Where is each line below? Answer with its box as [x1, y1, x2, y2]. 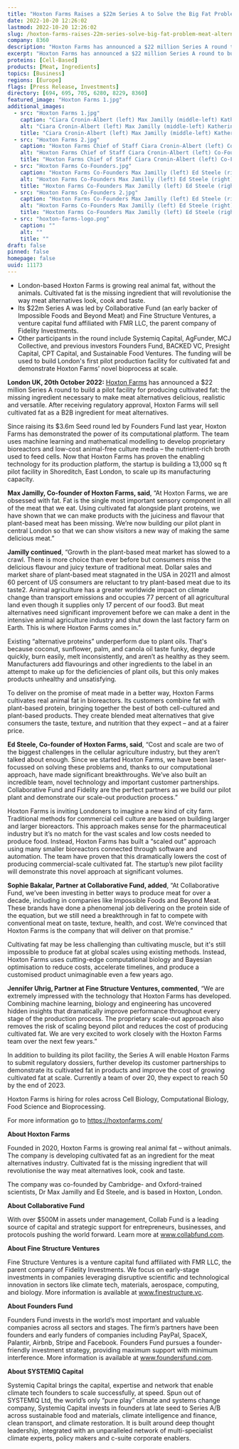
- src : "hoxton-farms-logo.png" [14, 215, 110, 223]
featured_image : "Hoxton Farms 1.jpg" [7, 97, 122, 104]
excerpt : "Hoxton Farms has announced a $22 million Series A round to [7, 50, 224, 58]
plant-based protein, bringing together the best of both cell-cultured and [7, 703, 221, 712]
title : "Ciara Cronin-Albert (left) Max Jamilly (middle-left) [20, 129, 212, 137]
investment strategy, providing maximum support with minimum [31, 1345, 218, 1354]
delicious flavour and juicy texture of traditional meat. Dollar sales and [7, 562, 212, 571]
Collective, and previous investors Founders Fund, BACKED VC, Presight [17, 341, 230, 350]
